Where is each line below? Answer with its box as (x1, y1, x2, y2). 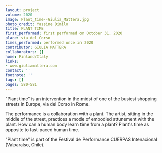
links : (5, 59, 19, 64)
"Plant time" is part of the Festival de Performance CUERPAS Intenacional (5, 136, 157, 142)
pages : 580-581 (5, 82, 37, 87)
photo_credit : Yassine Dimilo (5, 21, 69, 27)
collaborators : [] (5, 49, 44, 54)
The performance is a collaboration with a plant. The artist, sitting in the (5, 111, 153, 117)
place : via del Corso (5, 36, 51, 41)
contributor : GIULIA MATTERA (5, 45, 66, 50)
